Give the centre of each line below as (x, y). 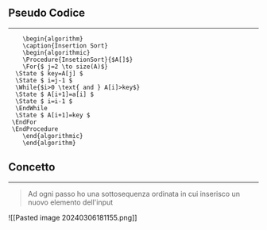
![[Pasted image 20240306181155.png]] (73, 217)
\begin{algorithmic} (56, 52)
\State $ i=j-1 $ (44, 80)
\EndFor (24, 122)
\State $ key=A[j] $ (49, 73)
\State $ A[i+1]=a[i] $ (54, 94)
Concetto (32, 167)
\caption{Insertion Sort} (66, 46)
